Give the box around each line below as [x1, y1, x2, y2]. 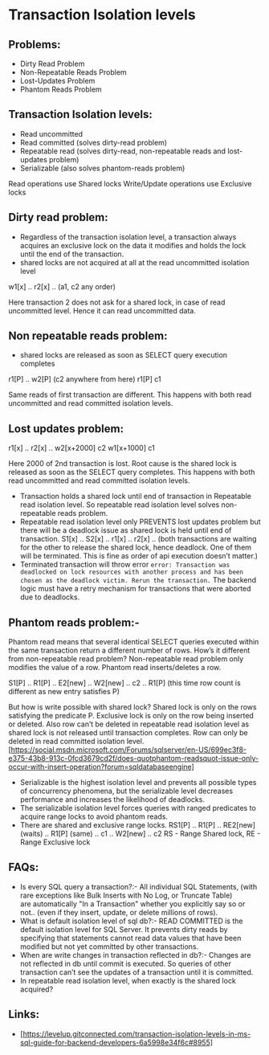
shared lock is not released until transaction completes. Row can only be [8, 728, 248, 738]
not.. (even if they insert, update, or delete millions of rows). [19, 907, 218, 917]
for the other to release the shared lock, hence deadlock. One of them [19, 542, 251, 552]
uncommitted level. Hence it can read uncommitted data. [8, 305, 197, 315]
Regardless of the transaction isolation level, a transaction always [19, 231, 237, 242]
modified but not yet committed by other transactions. [19, 942, 199, 951]
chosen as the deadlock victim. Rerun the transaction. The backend [19, 575, 257, 585]
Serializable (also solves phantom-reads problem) [19, 163, 185, 173]
